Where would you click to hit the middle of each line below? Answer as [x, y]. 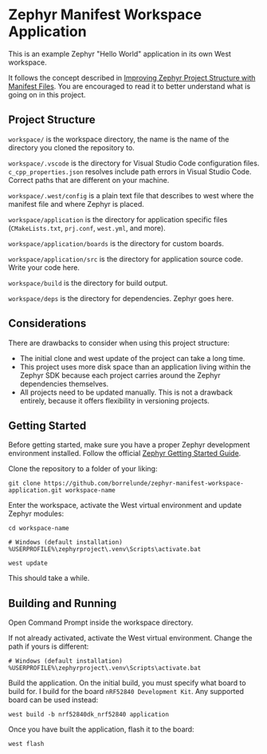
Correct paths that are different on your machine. [89, 180]
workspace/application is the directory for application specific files [118, 219]
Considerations [47, 324]
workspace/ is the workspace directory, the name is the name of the [119, 139]
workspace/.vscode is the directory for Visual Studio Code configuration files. [134, 163]
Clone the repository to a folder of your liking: [83, 469]
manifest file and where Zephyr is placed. [77, 204]
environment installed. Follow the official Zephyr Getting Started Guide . [125, 454]
